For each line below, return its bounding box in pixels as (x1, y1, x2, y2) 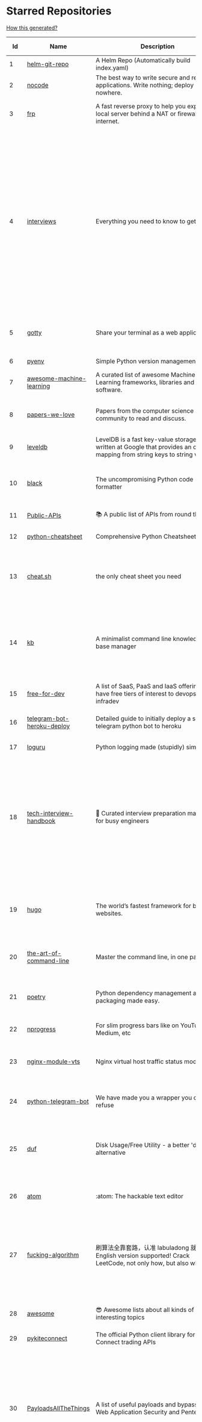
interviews (26, 217, 57, 225)
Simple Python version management (96, 357, 198, 365)
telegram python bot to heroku (96, 722, 182, 730)
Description (140, 42, 175, 51)
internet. (96, 117, 120, 125)
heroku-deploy (26, 722, 70, 730)
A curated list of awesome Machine (96, 370, 195, 379)
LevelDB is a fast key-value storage (96, 435, 197, 444)
